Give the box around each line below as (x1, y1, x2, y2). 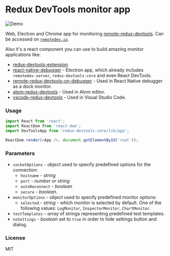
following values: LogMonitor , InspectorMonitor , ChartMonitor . (20, 205, 151, 211)
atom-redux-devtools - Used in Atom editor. (12, 88, 105, 95)
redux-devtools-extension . (12, 61, 69, 67)
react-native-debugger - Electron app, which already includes (12, 67, 144, 73)
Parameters (5, 150, 35, 157)
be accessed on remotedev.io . (5, 36, 69, 42)
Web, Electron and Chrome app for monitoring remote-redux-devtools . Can (5, 30, 164, 36)
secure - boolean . (20, 189, 58, 195)
